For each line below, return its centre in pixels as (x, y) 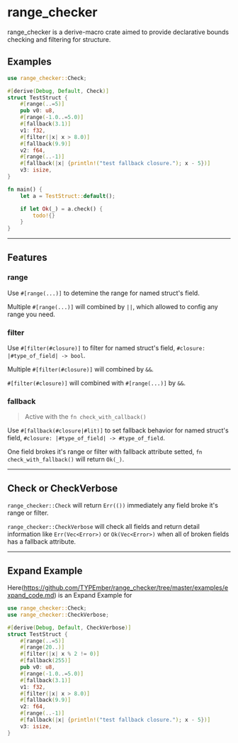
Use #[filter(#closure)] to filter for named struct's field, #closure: (106, 348)
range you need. (31, 314)
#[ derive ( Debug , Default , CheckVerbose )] (69, 627)
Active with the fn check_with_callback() (85, 417)
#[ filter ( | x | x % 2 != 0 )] (60, 654)
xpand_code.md (31, 596)
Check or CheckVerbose (63, 488)
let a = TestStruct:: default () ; (68, 196)
